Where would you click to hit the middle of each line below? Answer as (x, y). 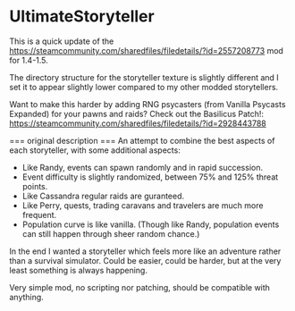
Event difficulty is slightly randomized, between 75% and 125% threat (150, 177)
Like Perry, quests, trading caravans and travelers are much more (143, 205)
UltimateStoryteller (82, 17)
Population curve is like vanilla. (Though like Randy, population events (151, 224)
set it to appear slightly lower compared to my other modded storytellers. (144, 87)
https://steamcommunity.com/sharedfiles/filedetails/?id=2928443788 (138, 123)
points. (35, 186)
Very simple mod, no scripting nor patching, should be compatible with (140, 287)
